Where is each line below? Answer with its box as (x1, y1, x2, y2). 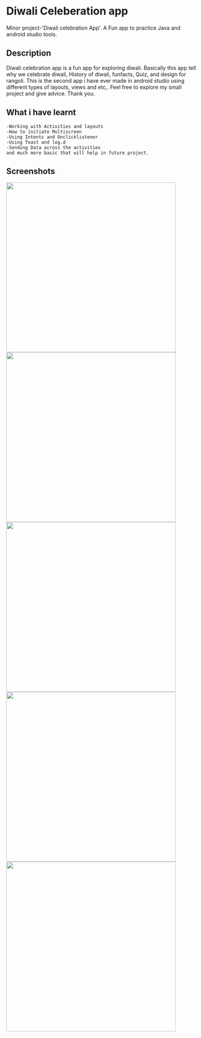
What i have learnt (6, 107, 76, 118)
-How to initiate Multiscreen (6, 129, 82, 135)
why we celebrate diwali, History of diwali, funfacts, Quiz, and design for (6, 71, 187, 78)
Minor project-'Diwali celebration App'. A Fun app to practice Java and (6, 24, 181, 31)
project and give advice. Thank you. (6, 89, 95, 97)
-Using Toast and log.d (6, 139, 66, 146)
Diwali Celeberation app (6, 4, 128, 18)
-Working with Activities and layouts (6, 123, 104, 129)
